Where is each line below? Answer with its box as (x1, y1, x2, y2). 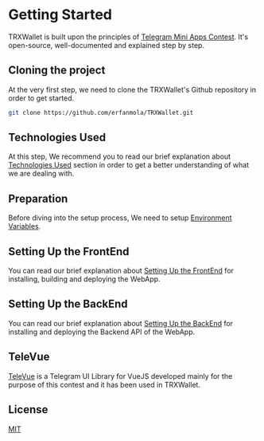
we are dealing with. (8, 169, 75, 179)
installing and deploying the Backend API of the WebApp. (8, 327, 196, 337)
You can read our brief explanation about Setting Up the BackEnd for (8, 318, 233, 328)
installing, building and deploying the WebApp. (8, 274, 161, 284)
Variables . (8, 222, 41, 231)
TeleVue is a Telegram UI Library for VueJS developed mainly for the (8, 371, 233, 380)
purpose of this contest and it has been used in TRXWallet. (8, 380, 201, 389)
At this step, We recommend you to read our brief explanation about (8, 152, 231, 161)
